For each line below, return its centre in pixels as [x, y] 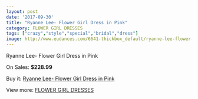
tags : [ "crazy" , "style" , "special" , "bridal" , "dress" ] [72, 34]
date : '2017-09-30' [30, 17]
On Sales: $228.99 [29, 67]
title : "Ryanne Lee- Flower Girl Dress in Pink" [67, 22]
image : [14, 39]
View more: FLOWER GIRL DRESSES [50, 90]
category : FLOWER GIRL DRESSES [44, 28]
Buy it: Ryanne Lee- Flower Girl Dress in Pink [60, 78]
